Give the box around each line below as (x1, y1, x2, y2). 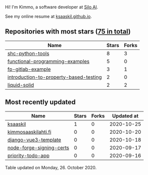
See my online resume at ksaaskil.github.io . (5, 14, 92, 19)
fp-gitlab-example (7, 65, 51, 72)
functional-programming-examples (7, 58, 90, 64)
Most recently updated (5, 98, 76, 106)
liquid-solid (7, 81, 34, 88)
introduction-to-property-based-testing (7, 74, 102, 80)
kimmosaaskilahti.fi (7, 128, 52, 135)
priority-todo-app (7, 152, 50, 159)
